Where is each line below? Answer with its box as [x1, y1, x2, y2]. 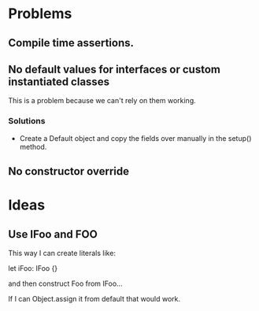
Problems [8, 5, 72, 23]
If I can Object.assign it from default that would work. [8, 294, 181, 304]
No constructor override [8, 165, 130, 178]
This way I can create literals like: [8, 249, 117, 258]
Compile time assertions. [8, 36, 135, 50]
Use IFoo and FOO [8, 228, 98, 241]
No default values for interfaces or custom [8, 62, 220, 76]
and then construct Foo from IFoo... [8, 279, 124, 288]
